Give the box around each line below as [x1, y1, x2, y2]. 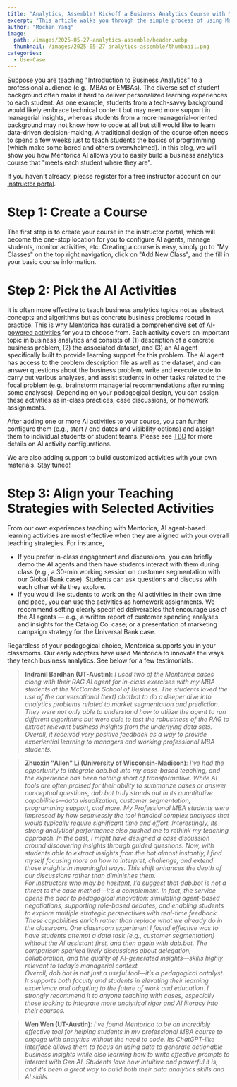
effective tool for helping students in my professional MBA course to [24, 1027, 224, 1035]
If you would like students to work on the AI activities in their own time [17, 590, 221, 598]
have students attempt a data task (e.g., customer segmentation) [24, 931, 215, 939]
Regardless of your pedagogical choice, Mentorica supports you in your [7, 641, 217, 650]
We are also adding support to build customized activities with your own [7, 453, 217, 461]
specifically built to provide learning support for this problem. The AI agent [7, 350, 224, 359]
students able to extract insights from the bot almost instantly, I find [24, 848, 222, 857]
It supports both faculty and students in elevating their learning [24, 976, 209, 985]
